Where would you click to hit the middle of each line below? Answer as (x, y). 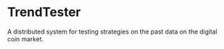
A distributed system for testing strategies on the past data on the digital (112, 31)
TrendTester (44, 12)
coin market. (25, 38)
